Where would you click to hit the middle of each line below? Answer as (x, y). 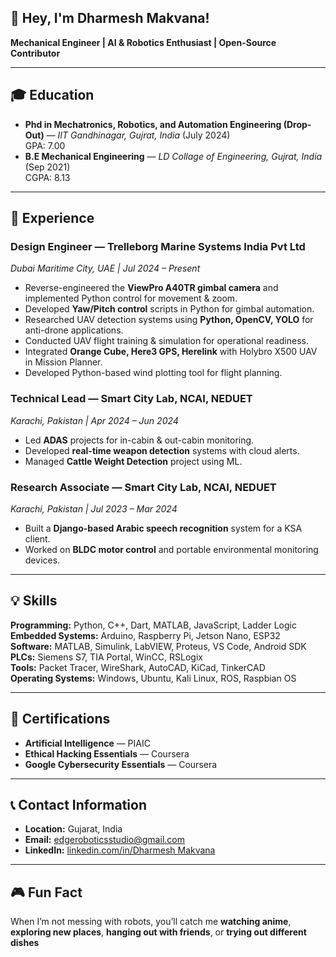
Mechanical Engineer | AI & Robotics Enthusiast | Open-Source (143, 42)
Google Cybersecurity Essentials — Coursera (121, 764)
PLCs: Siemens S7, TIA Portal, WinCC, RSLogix (106, 657)
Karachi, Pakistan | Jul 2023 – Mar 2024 (94, 508)
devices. (42, 560)
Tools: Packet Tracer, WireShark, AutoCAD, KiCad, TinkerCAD (138, 667)
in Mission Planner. (63, 362)
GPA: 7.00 (45, 145)
